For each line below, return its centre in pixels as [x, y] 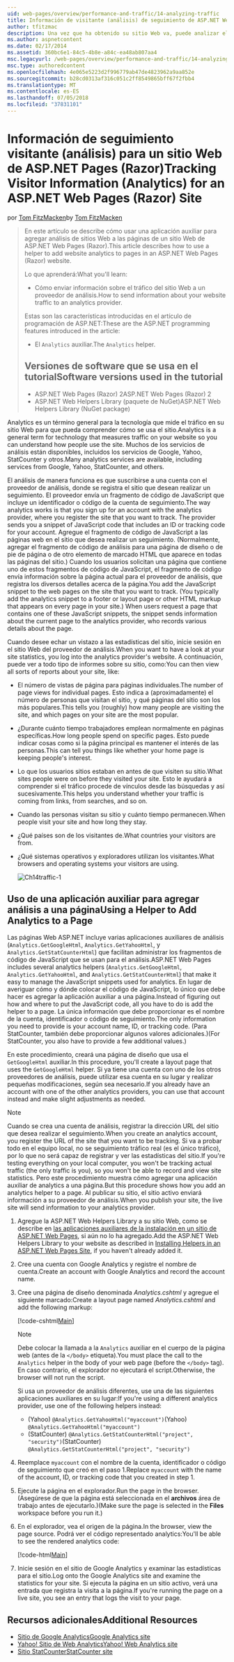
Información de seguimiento [91, 139]
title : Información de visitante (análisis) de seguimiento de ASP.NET [113, 20]
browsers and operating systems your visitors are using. [98, 863]
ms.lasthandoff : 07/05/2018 [48, 98]
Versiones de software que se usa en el [111, 366]
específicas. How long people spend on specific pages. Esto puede [113, 735]
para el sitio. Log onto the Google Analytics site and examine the [109, 1576]
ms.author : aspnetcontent [45, 40]
